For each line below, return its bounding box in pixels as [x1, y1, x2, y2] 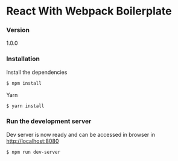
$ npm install [6, 80, 42, 86]
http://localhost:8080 [6, 137, 59, 145]
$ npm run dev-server [6, 149, 61, 155]
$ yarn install [6, 103, 45, 109]
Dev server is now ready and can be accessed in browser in [6, 131, 156, 138]
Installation [6, 54, 40, 63]
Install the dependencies [6, 68, 68, 76]
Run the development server [6, 117, 92, 125]
